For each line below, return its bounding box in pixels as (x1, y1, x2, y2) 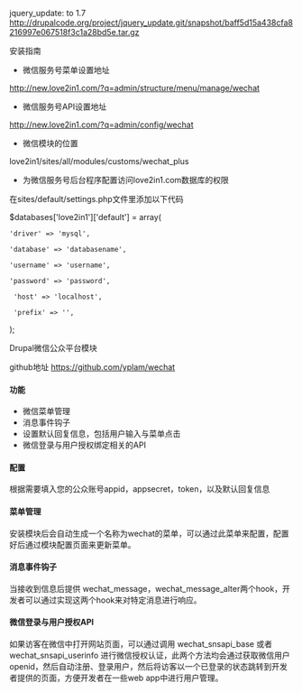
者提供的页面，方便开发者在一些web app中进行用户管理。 (9, 672, 224, 684)
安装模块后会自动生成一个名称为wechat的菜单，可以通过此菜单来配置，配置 (9, 528, 290, 539)
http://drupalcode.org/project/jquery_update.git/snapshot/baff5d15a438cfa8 (9, 17, 293, 28)
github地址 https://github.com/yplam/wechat (9, 362, 176, 373)
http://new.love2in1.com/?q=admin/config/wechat (9, 119, 194, 130)
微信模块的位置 (22, 138, 78, 148)
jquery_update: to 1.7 (9, 8, 87, 18)
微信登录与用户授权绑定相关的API (22, 439, 147, 450)
